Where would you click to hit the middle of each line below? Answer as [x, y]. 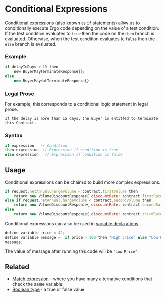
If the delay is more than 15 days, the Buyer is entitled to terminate [82, 119]
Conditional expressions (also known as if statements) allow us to [73, 23]
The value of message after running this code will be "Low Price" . [72, 251]
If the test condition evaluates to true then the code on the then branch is [80, 33]
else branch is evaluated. [31, 44]
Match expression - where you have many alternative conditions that [82, 279]
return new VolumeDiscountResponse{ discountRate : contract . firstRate [88, 196]
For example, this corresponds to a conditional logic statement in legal [77, 104]
